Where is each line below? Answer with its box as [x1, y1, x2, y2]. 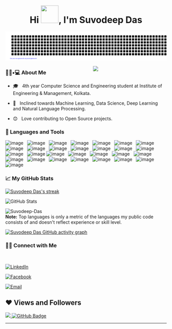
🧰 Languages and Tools [5, 128, 64, 136]
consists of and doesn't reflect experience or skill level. [5, 219, 122, 225]
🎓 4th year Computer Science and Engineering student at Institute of [12, 83, 162, 89]
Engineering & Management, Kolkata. [12, 90, 91, 96]
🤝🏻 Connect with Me [5, 242, 57, 249]
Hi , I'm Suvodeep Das [30, 14, 142, 26]
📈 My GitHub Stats [5, 175, 54, 182]
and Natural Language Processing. [12, 105, 86, 111]
